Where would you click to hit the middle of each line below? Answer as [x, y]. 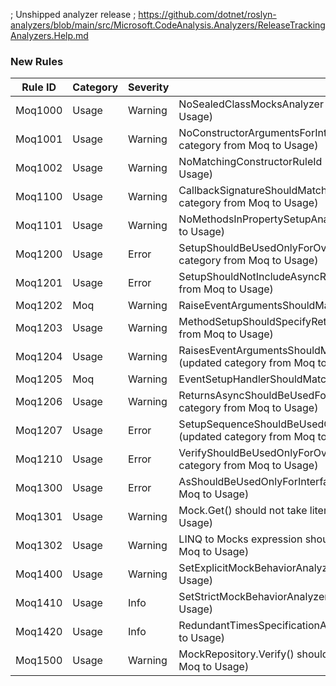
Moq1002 [39, 168]
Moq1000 [39, 111]
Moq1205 [39, 379]
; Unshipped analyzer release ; [73, 14]
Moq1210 [39, 459]
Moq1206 [39, 402]
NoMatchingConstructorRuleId [250, 162]
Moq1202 [39, 306]
